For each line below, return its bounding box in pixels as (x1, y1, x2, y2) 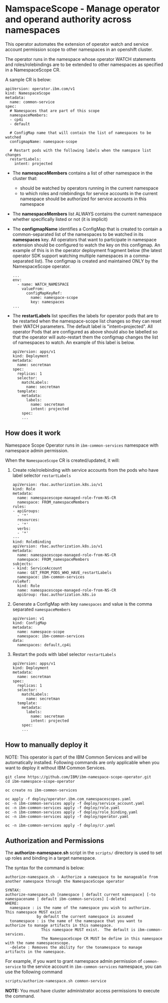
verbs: (17, 526, 31, 531)
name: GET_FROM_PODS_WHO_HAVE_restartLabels (17, 570, 112, 575)
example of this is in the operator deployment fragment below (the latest (12, 247, 162, 253)
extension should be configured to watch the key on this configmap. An (12, 242, 160, 248)
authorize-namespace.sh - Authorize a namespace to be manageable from (5, 875, 158, 880)
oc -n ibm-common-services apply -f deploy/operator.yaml (5, 814, 129, 819)
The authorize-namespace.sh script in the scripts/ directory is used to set (5, 850, 162, 856)
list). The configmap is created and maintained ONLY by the (35, 258, 158, 264)
